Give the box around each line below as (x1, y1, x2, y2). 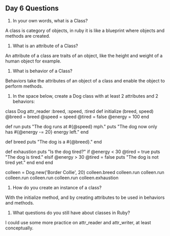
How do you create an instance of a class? (12, 184, 102, 190)
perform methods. (5, 83, 43, 89)
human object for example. (5, 58, 62, 64)
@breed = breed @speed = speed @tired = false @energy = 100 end (5, 113, 150, 120)
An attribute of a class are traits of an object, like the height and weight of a (5, 52, 163, 58)
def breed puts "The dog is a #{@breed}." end (5, 138, 103, 144)
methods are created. (5, 33, 50, 39)
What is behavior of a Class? (12, 68, 73, 74)
